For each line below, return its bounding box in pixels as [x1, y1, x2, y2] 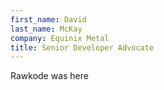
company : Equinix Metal [10, 33, 110, 43]
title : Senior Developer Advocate [10, 42, 155, 53]
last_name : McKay [10, 24, 83, 34]
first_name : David [10, 14, 87, 25]
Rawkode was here [10, 70, 89, 82]
